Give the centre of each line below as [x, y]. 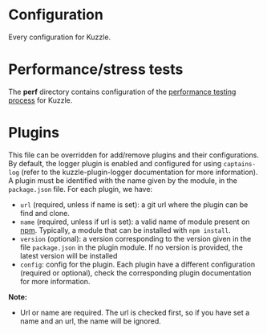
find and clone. [45, 213]
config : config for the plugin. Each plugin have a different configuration [138, 264]
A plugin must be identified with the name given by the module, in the [123, 180]
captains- [240, 164]
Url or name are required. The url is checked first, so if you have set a [135, 312]
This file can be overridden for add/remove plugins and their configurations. [133, 155]
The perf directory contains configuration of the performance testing [122, 92]
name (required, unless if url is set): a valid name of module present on [135, 222]
